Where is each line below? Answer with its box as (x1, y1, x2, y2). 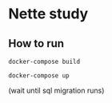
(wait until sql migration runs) (8, 85, 105, 95)
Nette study (8, 5, 89, 23)
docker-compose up (8, 72, 70, 80)
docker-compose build (8, 57, 81, 65)
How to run (8, 37, 65, 50)
